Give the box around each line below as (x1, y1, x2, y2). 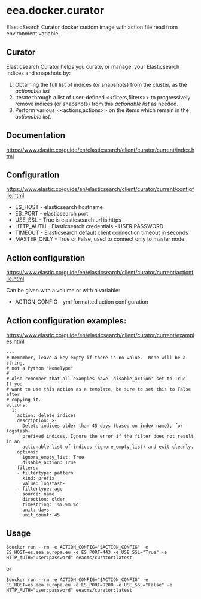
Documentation (6, 130, 66, 141)
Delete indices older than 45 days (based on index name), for (22, 423, 184, 429)
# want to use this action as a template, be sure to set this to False (6, 386, 191, 392)
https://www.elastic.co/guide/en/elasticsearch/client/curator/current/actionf (6, 269, 194, 276)
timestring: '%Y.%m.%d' (22, 501, 82, 507)
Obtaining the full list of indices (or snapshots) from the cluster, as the (14, 81, 187, 88)
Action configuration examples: (6, 316, 127, 326)
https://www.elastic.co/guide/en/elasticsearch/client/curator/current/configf (6, 186, 194, 193)
